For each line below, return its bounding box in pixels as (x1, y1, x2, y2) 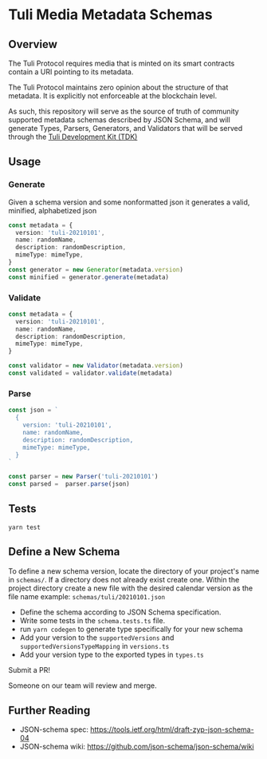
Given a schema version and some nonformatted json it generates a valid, (8, 197, 250, 207)
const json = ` (8, 406, 59, 415)
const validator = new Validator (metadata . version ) (8, 362, 183, 370)
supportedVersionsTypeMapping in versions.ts (19, 641, 170, 650)
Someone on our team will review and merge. (8, 681, 157, 690)
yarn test (8, 523, 41, 531)
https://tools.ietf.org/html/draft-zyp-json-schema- (90, 725, 254, 734)
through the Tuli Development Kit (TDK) (8, 132, 138, 141)
